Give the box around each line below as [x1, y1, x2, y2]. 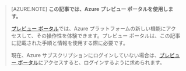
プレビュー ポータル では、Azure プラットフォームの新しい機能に [10, 25, 167, 32]
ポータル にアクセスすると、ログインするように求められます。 [17, 59, 166, 66]
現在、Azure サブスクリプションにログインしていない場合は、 [10, 52, 160, 58]
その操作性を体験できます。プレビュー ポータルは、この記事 [36, 32, 181, 39]
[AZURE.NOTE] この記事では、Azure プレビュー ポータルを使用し [10, 6, 169, 12]
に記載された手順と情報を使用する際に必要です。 [10, 40, 129, 46]
